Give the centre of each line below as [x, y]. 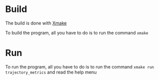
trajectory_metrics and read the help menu [51, 72]
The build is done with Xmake [36, 23]
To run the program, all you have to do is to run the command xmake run [80, 66]
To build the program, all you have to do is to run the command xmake [77, 32]
